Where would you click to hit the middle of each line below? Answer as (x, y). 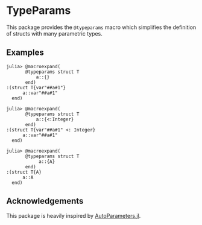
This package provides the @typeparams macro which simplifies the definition (101, 27)
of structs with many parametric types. (54, 33)
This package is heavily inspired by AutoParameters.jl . (74, 215)
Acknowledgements (45, 201)
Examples (25, 53)
